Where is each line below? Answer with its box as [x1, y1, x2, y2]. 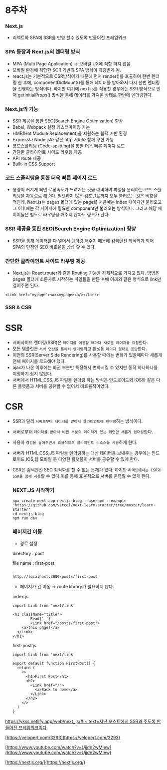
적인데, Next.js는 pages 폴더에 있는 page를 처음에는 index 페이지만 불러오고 [12, 199, 162, 205]
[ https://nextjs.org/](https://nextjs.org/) [5, 760, 86, 766]
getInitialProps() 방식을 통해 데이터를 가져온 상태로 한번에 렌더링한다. [17, 92, 153, 98]
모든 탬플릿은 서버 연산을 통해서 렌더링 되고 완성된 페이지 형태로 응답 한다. [12, 346, 147, 352]
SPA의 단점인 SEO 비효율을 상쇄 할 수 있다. [12, 244, 96, 250]
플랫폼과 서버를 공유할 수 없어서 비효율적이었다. [17, 383, 110, 389]
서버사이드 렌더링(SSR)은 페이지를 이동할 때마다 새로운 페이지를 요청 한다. [12, 339, 149, 345]
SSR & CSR [5, 304, 32, 311]
